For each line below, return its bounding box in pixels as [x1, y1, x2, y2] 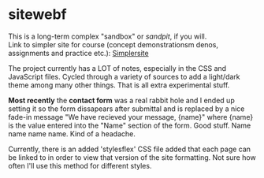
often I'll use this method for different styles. [8, 161, 152, 170]
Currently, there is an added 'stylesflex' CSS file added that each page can [8, 144, 251, 154]
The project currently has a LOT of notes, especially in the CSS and [8, 63, 227, 72]
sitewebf [8, 6, 67, 24]
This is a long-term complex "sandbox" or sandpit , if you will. [8, 32, 207, 41]
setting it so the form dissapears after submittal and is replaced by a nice [8, 104, 245, 113]
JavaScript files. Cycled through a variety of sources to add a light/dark [8, 72, 240, 81]
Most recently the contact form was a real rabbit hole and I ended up [8, 95, 235, 105]
